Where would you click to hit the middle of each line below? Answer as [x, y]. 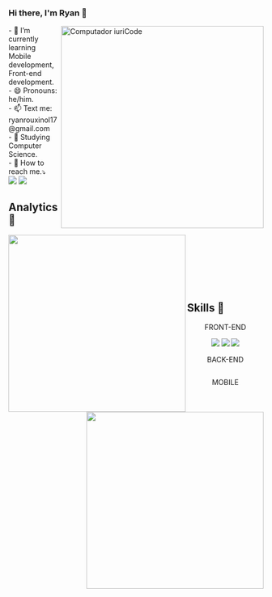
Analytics [33, 207]
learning [22, 48]
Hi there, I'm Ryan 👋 [48, 13]
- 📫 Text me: [30, 108]
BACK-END [225, 359]
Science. [23, 155]
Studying [35, 138]
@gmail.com [29, 129]
